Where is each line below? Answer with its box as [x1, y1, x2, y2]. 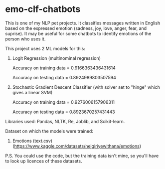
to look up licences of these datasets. [5, 158, 82, 164]
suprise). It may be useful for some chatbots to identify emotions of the [5, 30, 152, 36]
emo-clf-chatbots [5, 3, 81, 15]
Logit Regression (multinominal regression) [12, 55, 101, 61]
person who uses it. [5, 36, 46, 42]
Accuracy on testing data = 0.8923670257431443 [12, 109, 115, 115]
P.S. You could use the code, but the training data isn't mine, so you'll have [5, 153, 159, 159]
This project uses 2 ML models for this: [5, 45, 86, 51]
